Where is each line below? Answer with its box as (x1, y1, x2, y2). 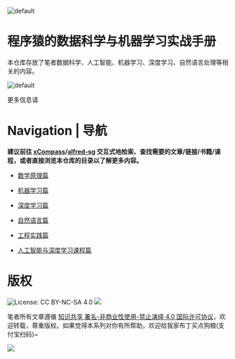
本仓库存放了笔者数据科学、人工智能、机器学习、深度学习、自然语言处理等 (7, 58, 222, 66)
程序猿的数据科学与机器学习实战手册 (7, 34, 217, 49)
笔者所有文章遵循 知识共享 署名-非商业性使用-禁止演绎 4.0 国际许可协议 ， (7, 312, 220, 320)
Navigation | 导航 (7, 123, 107, 139)
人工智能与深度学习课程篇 (17, 246, 92, 254)
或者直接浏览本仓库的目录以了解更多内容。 (19, 156, 142, 165)
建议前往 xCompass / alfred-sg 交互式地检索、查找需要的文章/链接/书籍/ (7, 147, 215, 156)
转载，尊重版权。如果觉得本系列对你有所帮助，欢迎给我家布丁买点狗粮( (13, 321, 219, 329)
